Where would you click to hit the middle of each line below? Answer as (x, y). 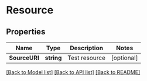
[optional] (124, 58)
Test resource (86, 58)
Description (87, 48)
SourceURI (24, 58)
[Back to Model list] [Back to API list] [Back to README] (73, 72)
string (53, 58)
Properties (26, 32)
